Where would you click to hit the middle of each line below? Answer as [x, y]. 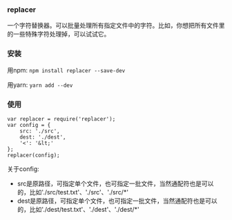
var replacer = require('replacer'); [61, 119]
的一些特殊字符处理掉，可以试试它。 [59, 34]
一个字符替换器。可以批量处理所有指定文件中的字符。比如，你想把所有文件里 [116, 26]
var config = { [29, 125]
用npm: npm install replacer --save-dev [66, 70]
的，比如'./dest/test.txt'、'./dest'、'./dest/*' [78, 209]
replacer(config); [33, 155]
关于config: [23, 169]
